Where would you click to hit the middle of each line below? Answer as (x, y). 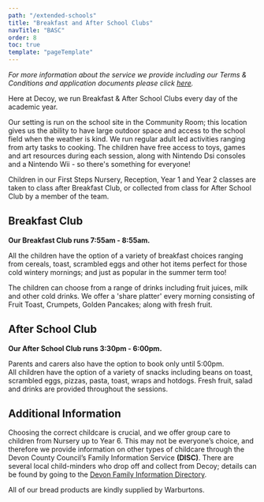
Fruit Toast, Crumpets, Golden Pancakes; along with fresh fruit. (110, 304)
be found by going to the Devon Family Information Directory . (108, 474)
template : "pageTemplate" (50, 52)
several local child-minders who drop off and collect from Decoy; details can (133, 466)
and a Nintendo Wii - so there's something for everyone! (99, 164)
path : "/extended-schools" (52, 15)
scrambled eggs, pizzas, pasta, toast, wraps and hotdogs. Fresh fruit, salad (130, 380)
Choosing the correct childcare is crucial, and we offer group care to (119, 432)
